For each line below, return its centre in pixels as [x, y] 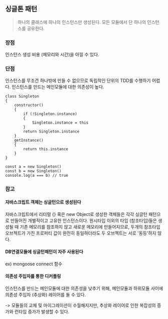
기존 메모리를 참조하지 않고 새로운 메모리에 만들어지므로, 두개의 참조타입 [90, 227]
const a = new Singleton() [33, 167]
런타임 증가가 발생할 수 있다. [42, 311]
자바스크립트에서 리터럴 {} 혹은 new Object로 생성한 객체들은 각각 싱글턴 [76, 214]
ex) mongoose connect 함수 [34, 264]
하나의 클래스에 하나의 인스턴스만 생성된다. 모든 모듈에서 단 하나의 [82, 22]
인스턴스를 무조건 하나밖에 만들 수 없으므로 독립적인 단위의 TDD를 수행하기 [78, 81]
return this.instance [46, 149]
